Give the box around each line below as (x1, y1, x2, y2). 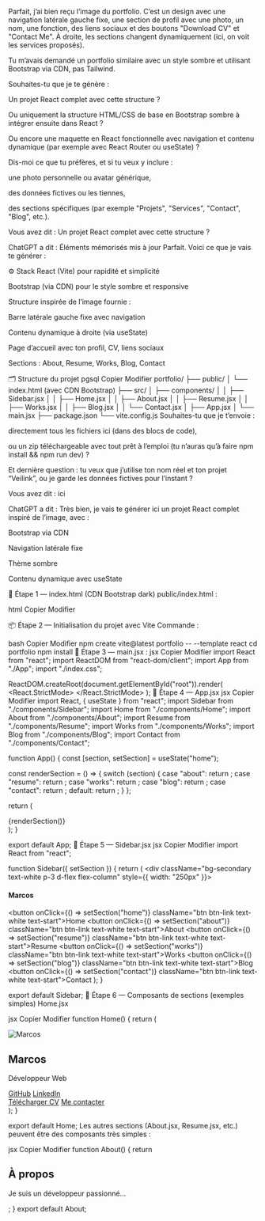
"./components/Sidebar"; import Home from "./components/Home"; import (8, 704, 251, 714)
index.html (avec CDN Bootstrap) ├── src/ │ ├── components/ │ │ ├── (8, 385, 244, 395)
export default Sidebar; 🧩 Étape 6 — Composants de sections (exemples (8, 991, 244, 1000)
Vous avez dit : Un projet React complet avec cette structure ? (8, 227, 210, 237)
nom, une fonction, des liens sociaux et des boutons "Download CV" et (8, 24, 240, 32)
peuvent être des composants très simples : (8, 1129, 152, 1139)
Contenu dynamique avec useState (8, 574, 123, 583)
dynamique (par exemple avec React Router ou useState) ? (8, 142, 200, 151)
